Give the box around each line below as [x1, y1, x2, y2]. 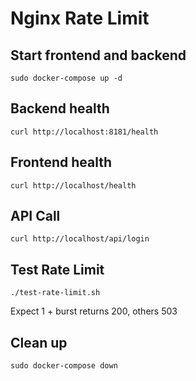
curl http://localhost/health [10, 180, 137, 191]
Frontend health [10, 154, 112, 171]
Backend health [10, 100, 110, 117]
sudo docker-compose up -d [10, 73, 123, 83]
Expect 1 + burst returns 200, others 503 [10, 305, 178, 317]
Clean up [10, 334, 68, 351]
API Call [10, 208, 61, 225]
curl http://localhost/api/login [10, 234, 150, 244]
